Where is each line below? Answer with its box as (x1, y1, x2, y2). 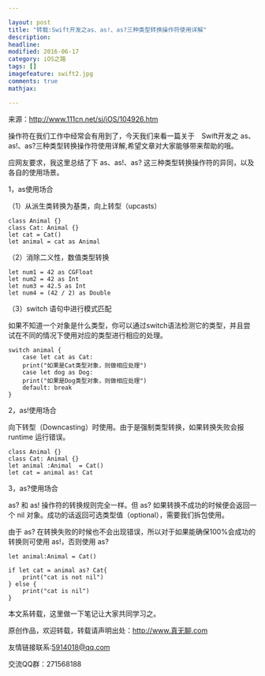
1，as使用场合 (8, 184, 54, 193)
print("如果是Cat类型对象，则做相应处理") (22, 361, 147, 370)
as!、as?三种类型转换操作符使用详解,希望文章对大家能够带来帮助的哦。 (8, 141, 238, 150)
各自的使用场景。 (8, 167, 64, 177)
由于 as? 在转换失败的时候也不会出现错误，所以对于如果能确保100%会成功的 (8, 527, 256, 536)
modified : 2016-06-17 (8, 48, 80, 56)
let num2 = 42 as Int (8, 275, 80, 283)
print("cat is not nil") (22, 573, 104, 581)
